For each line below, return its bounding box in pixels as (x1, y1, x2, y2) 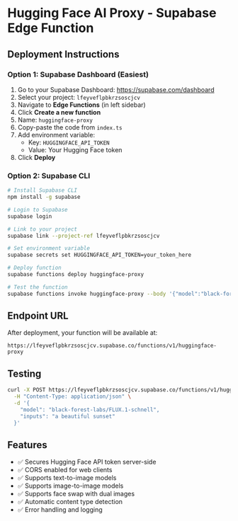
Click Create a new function (17, 108, 101, 116)
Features (7, 439, 47, 451)
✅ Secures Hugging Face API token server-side (17, 458, 157, 466)
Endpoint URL (7, 310, 69, 322)
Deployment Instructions (7, 48, 120, 60)
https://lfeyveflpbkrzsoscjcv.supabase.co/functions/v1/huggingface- (7, 342, 217, 350)
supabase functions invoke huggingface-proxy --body (7, 290, 166, 297)
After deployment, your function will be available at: (7, 328, 158, 337)
